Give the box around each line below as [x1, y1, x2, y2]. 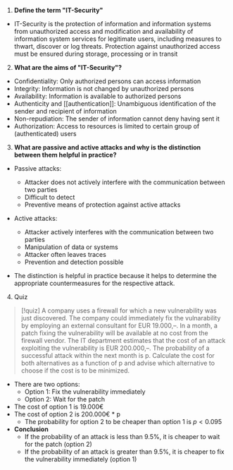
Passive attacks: [13, 164, 62, 172]
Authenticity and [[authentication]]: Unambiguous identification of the [13, 100, 216, 108]
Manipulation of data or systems [24, 243, 118, 251]
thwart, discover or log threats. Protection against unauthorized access [13, 42, 220, 50]
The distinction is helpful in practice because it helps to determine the [13, 272, 217, 279]
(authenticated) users [13, 130, 77, 138]
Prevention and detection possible [24, 258, 124, 266]
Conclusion [13, 425, 49, 433]
